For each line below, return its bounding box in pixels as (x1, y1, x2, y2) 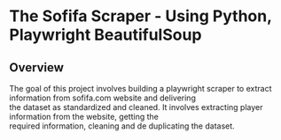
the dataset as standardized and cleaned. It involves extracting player (9, 102, 263, 112)
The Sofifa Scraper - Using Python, (9, 6, 272, 26)
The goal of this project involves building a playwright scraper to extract (9, 84, 272, 93)
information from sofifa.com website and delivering (9, 92, 197, 103)
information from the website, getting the (9, 112, 160, 122)
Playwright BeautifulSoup (9, 25, 202, 45)
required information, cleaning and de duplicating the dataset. (9, 121, 235, 131)
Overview (9, 60, 65, 75)
